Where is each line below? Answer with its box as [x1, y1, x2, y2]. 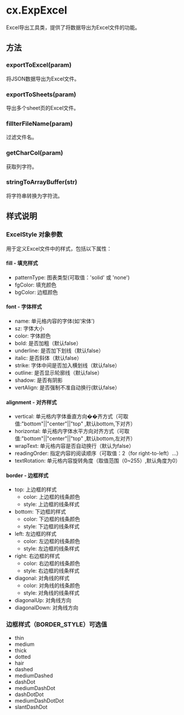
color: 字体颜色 [14, 332, 51, 339]
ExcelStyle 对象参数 [6, 230, 63, 239]
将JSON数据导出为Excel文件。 [6, 75, 80, 82]
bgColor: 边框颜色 [14, 288, 58, 295]
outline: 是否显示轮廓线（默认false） [14, 369, 103, 376]
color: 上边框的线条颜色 [23, 493, 81, 500]
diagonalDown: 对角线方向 [14, 604, 79, 612]
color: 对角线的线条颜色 [23, 582, 81, 589]
